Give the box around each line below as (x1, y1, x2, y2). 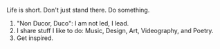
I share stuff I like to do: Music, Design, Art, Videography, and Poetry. (16, 27, 214, 35)
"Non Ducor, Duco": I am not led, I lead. (16, 19, 129, 27)
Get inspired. (16, 34, 53, 42)
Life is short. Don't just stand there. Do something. (6, 6, 150, 14)
